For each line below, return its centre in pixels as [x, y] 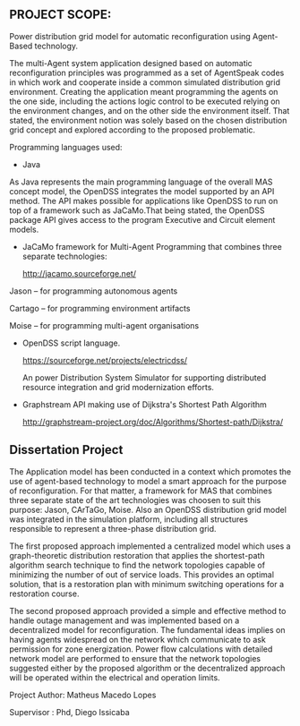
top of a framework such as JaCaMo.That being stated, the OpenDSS [137, 210]
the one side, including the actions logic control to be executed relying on [145, 101]
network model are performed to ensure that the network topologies [135, 658]
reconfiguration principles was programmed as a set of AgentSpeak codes [147, 73]
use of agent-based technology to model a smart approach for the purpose [148, 481]
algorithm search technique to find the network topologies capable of [137, 565]
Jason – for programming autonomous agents [94, 291]
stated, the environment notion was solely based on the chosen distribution [148, 120]
